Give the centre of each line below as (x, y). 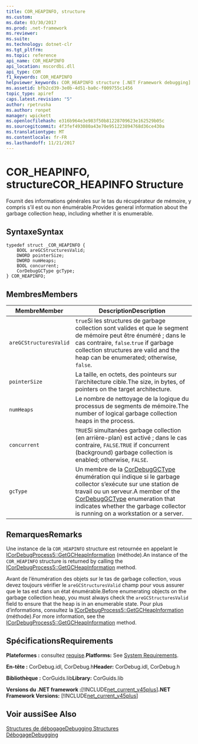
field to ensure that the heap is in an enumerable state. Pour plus (85, 604)
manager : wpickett (29, 115)
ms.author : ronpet (29, 110)
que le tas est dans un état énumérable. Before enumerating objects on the (96, 591)
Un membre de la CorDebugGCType (125, 470)
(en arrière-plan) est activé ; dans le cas (131, 438)
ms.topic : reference (32, 55)
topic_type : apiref (30, 94)
